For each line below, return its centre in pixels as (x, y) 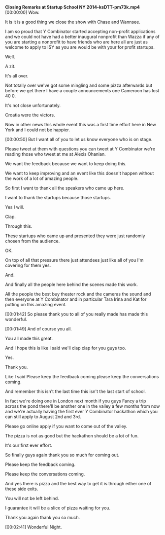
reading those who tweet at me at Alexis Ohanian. (55, 154)
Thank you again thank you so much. (43, 517)
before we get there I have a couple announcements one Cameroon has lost (82, 90)
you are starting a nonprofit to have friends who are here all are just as (76, 42)
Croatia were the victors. (30, 115)
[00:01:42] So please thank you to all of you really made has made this (77, 314)
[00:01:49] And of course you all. (39, 329)
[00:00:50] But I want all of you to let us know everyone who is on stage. (79, 139)
